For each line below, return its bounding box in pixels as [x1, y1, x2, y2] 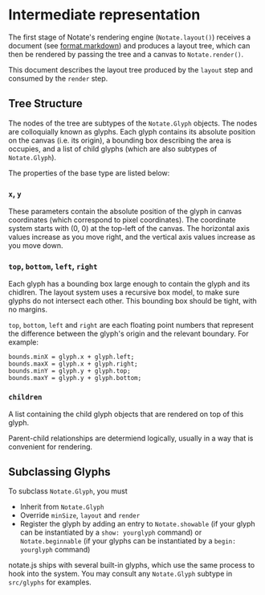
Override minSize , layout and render [19, 510, 141, 520]
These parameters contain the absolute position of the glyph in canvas [8, 207, 243, 217]
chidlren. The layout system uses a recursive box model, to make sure [8, 287, 240, 297]
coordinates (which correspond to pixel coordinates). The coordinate [8, 215, 237, 225]
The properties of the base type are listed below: [8, 167, 170, 178]
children [8, 393, 43, 402]
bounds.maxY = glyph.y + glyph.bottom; [8, 374, 142, 382]
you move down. [8, 241, 63, 250]
